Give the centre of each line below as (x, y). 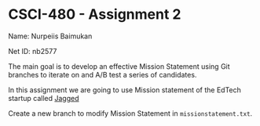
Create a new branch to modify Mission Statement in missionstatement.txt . (130, 113)
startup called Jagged (44, 98)
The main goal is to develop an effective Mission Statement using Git (119, 66)
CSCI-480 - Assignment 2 (95, 14)
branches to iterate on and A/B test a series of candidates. (103, 74)
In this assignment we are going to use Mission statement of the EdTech (125, 90)
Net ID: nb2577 (33, 51)
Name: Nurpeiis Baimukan (50, 36)
